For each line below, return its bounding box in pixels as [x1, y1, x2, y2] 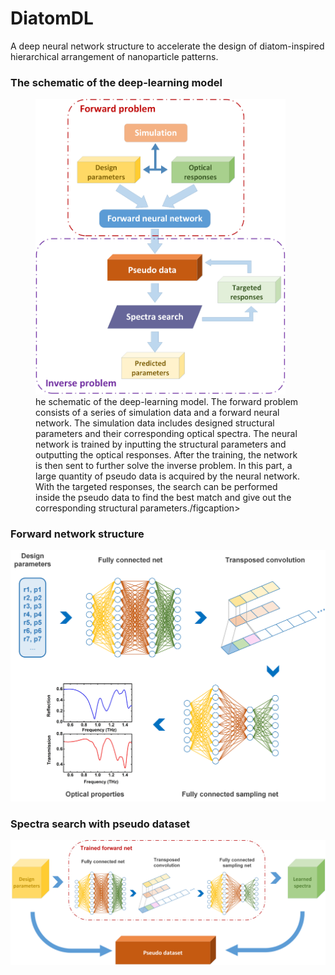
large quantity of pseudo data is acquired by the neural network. [35, 470, 301, 482]
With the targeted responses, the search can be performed [35, 480, 278, 492]
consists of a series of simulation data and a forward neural [35, 406, 280, 418]
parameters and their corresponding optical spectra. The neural [35, 427, 298, 439]
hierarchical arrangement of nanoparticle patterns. [10, 50, 219, 62]
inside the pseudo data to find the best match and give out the [35, 491, 292, 503]
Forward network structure [10, 527, 145, 541]
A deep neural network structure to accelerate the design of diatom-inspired [10, 40, 325, 52]
